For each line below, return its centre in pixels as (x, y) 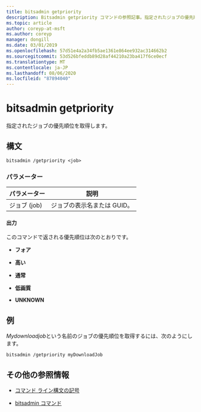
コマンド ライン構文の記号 (47, 390)
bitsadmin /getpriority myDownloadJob (54, 355)
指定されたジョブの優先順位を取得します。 (58, 126)
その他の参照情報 (38, 375)
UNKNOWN (30, 300)
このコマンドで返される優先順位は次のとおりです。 (69, 237)
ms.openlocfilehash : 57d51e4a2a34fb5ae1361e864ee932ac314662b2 (87, 51)
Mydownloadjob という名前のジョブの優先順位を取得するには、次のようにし (100, 336)
